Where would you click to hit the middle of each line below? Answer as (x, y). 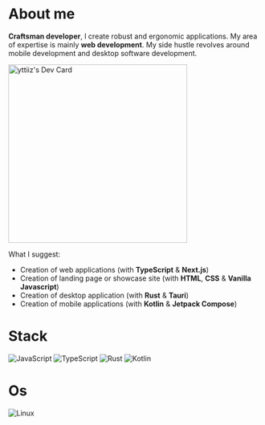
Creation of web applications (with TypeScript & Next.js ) (114, 269)
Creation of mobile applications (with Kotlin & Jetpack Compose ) (128, 304)
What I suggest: (35, 254)
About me (42, 14)
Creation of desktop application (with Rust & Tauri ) (104, 295)
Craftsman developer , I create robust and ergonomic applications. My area (133, 36)
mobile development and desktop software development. (103, 53)
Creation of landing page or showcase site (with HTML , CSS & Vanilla (135, 278)
